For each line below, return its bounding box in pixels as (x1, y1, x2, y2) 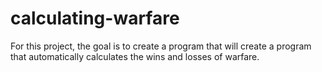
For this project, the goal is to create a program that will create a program (10, 40, 312, 52)
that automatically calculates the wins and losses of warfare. (10, 50, 260, 62)
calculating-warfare (10, 7, 180, 30)
